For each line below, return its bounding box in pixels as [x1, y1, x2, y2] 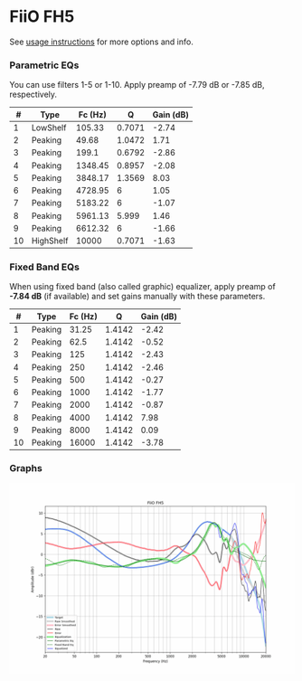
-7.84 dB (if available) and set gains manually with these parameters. [9, 291, 266, 302]
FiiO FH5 [9, 6, 75, 27]
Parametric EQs [9, 59, 80, 71]
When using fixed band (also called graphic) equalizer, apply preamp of [9, 281, 276, 292]
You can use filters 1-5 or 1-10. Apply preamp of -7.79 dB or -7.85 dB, [9, 80, 265, 90]
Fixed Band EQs [9, 260, 80, 273]
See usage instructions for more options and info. [9, 36, 194, 47]
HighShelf [31, 235, 69, 246]
